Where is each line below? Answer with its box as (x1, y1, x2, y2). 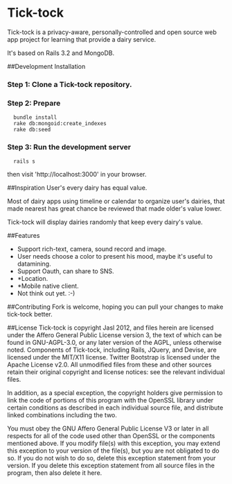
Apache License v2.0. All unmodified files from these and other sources (7, 360, 212, 369)
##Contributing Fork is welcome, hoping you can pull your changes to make (7, 302, 224, 311)
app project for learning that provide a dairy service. (7, 35, 157, 43)
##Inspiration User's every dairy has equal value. (7, 184, 148, 192)
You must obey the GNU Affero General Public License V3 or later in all (7, 424, 209, 433)
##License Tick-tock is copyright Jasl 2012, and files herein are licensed (7, 323, 214, 332)
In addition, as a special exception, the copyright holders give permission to (7, 389, 223, 397)
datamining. (17, 259, 51, 268)
